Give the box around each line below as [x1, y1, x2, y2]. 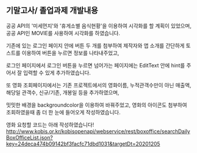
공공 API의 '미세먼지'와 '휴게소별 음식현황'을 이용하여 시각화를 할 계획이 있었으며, [6, 22, 192, 29]
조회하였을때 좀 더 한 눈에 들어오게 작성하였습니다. [6, 108, 121, 115]
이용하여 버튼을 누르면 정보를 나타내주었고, [21, 49, 119, 56]
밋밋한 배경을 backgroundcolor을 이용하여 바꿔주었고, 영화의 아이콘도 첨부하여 [6, 101, 187, 108]
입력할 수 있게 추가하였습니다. [23, 69, 91, 76]
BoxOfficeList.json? [6, 134, 53, 141]
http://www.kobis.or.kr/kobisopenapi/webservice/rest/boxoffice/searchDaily [6, 128, 191, 135]
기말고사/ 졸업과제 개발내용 [6, 5, 98, 16]
